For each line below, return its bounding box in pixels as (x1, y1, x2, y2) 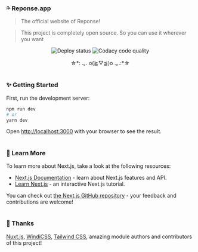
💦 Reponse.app (6, 4, 51, 13)
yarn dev (6, 117, 28, 123)
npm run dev (6, 106, 36, 112)
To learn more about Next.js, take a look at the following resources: (6, 162, 171, 170)
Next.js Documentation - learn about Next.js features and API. (14, 174, 167, 182)
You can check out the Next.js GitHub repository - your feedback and (6, 192, 177, 199)
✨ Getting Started (6, 81, 58, 89)
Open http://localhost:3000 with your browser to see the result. (6, 128, 162, 135)
